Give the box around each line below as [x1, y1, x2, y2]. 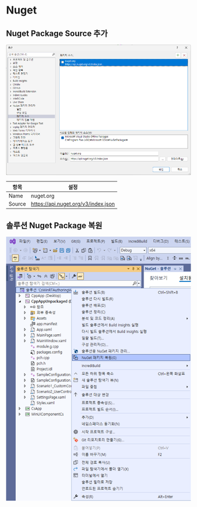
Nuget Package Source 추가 [6, 28, 108, 38]
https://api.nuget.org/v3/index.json [30, 200, 116, 207]
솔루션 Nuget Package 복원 [6, 221, 103, 231]
